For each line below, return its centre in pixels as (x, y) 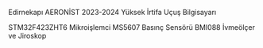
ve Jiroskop (27, 36)
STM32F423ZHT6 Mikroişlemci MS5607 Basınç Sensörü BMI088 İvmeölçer (132, 27)
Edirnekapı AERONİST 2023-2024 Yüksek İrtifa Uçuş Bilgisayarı (112, 12)
